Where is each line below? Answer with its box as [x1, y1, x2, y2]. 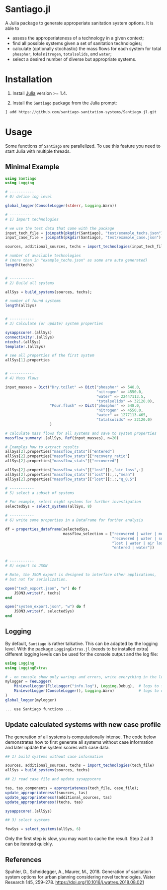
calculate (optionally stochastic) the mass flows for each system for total [12, 45, 162, 51]
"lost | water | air [111, 541, 155, 546]
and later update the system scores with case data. [5, 744, 110, 750]
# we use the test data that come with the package [5, 226, 114, 231]
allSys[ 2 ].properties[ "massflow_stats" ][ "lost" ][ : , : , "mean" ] [5, 472, 135, 477]
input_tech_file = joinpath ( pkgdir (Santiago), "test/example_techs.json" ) [5, 231, 164, 236]
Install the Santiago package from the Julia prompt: [12, 100, 117, 106]
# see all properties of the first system [5, 353, 94, 358]
